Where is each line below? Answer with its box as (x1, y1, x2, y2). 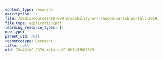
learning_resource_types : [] (5, 25, 64, 30)
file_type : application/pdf (5, 20, 62, 26)
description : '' (5, 12, 38, 16)
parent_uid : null (5, 34, 40, 39)
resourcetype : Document (5, 39, 53, 44)
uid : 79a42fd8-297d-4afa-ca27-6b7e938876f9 (5, 47, 95, 52)
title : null (5, 43, 29, 48)
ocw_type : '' (5, 30, 32, 34)
